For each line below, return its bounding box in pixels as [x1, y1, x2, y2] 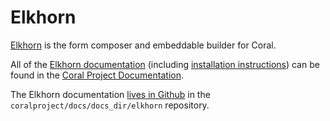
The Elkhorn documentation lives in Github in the [10, 88, 211, 100]
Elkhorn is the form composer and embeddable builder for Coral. [10, 39, 277, 51]
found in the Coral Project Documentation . [10, 69, 184, 81]
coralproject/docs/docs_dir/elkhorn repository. [10, 99, 210, 111]
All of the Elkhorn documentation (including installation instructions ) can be [10, 58, 320, 70]
